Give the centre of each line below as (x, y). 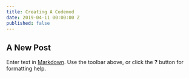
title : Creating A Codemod (40, 12)
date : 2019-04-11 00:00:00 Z (43, 18)
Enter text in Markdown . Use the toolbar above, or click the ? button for (95, 62)
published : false (28, 23)
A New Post (29, 47)
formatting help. (26, 69)
